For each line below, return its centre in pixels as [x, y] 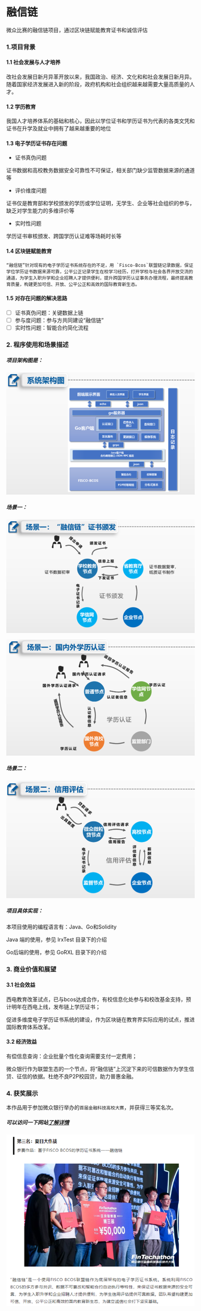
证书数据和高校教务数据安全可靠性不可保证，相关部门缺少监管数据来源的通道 [100, 171]
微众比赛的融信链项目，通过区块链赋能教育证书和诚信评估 [77, 30]
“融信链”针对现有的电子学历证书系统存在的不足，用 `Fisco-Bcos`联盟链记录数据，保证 [100, 265]
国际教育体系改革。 [30, 1027]
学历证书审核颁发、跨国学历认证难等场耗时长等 [64, 236]
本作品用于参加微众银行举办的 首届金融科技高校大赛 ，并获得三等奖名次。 [91, 1107]
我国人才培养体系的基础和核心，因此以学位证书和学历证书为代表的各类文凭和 [100, 121]
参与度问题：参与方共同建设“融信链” [59, 320]
